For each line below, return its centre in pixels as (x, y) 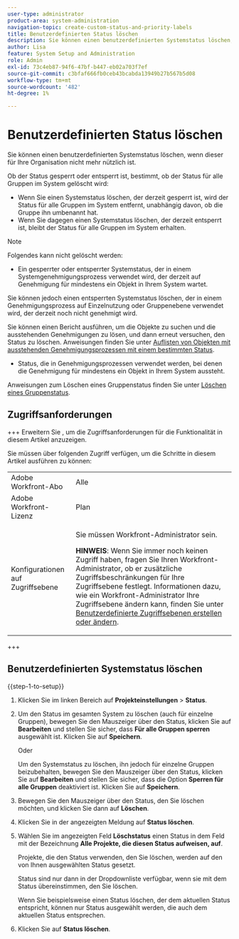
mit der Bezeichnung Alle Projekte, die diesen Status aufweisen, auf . (120, 843)
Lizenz (22, 516)
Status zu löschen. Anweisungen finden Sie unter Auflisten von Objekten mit (119, 342)
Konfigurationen (38, 569)
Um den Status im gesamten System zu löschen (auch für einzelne (115, 714)
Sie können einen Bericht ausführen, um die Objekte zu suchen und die (112, 327)
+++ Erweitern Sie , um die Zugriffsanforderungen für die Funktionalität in (115, 432)
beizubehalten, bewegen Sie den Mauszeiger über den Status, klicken (120, 772)
